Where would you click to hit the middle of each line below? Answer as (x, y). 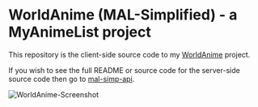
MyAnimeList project (80, 32)
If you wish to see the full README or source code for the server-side (124, 70)
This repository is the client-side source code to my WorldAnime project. (129, 54)
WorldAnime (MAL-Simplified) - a (123, 15)
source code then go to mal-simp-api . (72, 79)
